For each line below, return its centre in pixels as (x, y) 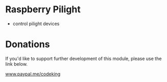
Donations (28, 44)
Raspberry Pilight (43, 9)
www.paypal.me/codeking (33, 74)
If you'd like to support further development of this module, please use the (83, 58)
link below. (17, 64)
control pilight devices (36, 24)
